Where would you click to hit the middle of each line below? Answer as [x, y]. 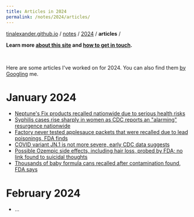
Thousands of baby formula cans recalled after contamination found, [98, 163]
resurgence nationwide [42, 126]
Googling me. [22, 74]
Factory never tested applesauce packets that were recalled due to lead [101, 132]
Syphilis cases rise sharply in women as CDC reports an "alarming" [96, 120]
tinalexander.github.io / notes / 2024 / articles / [64, 33]
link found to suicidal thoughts [51, 157]
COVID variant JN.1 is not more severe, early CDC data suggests [92, 144]
